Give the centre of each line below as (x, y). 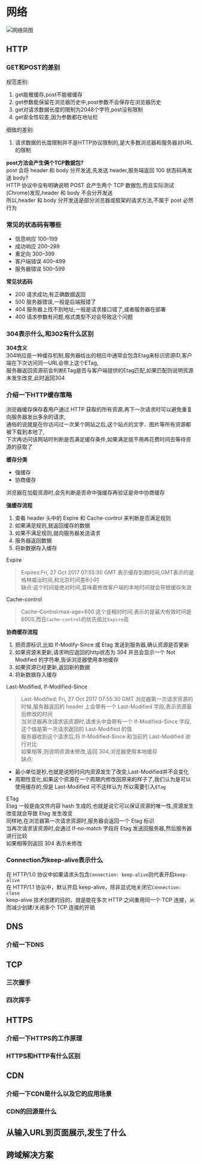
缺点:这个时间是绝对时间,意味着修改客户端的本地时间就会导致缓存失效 (106, 587)
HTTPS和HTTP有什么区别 (43, 1056)
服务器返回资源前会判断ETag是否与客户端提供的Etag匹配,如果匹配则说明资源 (100, 371)
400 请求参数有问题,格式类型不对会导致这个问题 (74, 317)
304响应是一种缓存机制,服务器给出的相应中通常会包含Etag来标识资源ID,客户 (99, 356)
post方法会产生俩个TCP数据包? (45, 162)
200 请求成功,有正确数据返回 (50, 294)
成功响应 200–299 (37, 246)
